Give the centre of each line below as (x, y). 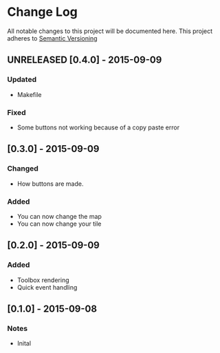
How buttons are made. (50, 184)
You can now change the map (59, 216)
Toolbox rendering (43, 280)
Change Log (42, 12)
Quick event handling (47, 287)
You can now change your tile (59, 224)
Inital (24, 343)
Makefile (29, 94)
